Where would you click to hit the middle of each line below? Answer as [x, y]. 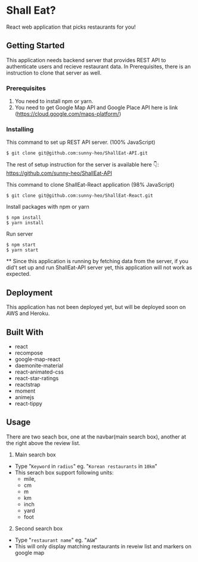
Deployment [30, 293]
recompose [29, 353]
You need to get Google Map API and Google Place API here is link [96, 107]
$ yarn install [25, 223]
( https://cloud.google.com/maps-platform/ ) [68, 114]
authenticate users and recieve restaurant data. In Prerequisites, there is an [98, 66]
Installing [20, 129]
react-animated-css [39, 372]
